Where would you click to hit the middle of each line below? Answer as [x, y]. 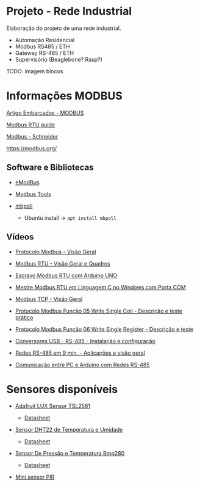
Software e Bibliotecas [50, 168]
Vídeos [20, 237]
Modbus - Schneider [32, 136]
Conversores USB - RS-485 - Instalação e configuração [85, 341]
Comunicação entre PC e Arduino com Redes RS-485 [82, 364]
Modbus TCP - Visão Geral [49, 299]
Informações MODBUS [65, 96]
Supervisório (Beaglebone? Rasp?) [59, 59]
